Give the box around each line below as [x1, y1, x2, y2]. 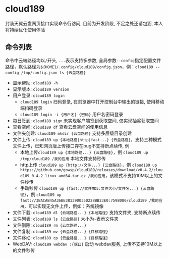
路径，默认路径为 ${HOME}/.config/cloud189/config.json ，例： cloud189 [5, 64, 153, 70]
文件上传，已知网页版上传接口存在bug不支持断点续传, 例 [12, 142, 130, 149]
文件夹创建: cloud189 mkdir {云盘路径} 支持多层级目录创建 [12, 130, 132, 136]
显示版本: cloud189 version [12, 86, 70, 92]
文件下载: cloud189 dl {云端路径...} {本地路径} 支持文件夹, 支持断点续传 [12, 209, 161, 215]
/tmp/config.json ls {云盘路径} [21, 70, 86, 75]
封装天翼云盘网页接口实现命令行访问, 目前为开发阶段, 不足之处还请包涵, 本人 [5, 20, 163, 26]
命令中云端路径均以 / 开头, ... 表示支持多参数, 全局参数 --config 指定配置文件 [5, 57, 161, 63]
